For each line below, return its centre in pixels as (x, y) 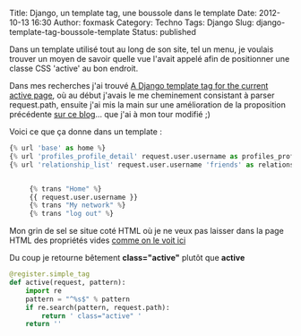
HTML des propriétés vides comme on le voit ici (98, 240)
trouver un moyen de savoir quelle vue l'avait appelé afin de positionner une (150, 59)
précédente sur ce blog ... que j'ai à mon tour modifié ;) (110, 114)
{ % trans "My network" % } (77, 205)
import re (44, 290)
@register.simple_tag (50, 274)
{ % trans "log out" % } (72, 214)
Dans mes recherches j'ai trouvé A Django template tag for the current (139, 86)
